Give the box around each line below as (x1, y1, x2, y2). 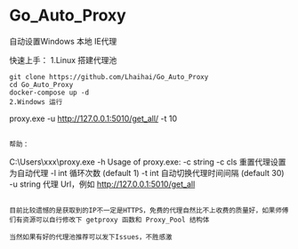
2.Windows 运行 (9, 97, 63, 107)
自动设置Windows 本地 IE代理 (9, 36, 117, 46)
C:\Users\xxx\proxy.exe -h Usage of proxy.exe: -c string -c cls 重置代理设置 (9, 157, 286, 167)
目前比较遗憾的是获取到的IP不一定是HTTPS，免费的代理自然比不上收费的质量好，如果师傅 (9, 205, 289, 214)
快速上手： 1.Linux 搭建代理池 (9, 54, 117, 65)
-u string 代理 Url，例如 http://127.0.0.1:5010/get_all (9, 179, 196, 189)
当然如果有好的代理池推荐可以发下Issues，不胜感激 (9, 232, 173, 241)
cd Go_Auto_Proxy (9, 80, 74, 89)
